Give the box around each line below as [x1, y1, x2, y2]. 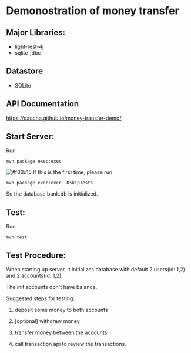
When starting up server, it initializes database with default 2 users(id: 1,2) [6, 266, 186, 273]
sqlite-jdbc [14, 49, 41, 56]
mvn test [6, 234, 28, 240]
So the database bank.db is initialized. [6, 190, 98, 197]
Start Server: [6, 132, 55, 142]
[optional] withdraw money [14, 318, 81, 325]
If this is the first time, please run [33, 169, 113, 176]
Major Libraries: [6, 28, 66, 38]
